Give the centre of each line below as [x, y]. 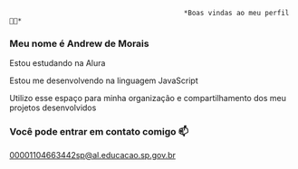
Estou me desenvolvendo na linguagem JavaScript [104, 80]
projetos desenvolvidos [53, 108]
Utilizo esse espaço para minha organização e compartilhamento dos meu [148, 99]
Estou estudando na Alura [58, 63]
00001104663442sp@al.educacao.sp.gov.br [93, 155]
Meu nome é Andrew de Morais [79, 43]
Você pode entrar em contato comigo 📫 [99, 132]
